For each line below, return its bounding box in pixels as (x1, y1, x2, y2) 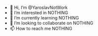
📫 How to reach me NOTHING (9, 26, 73, 31)
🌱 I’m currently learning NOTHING (9, 15, 79, 20)
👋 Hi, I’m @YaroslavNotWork (9, 5, 68, 10)
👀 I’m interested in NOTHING (9, 10, 68, 16)
